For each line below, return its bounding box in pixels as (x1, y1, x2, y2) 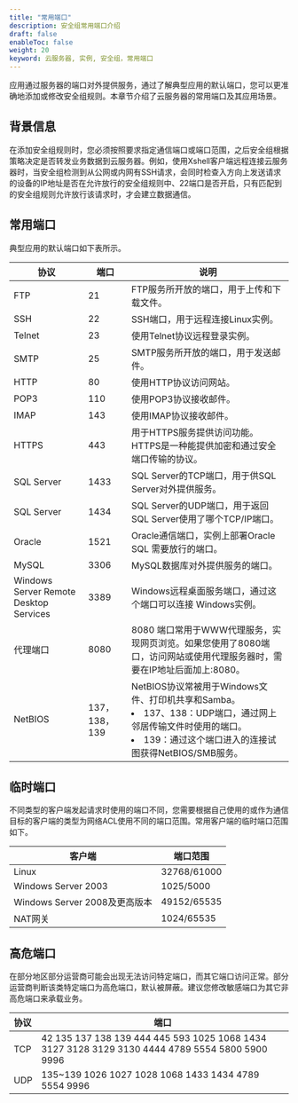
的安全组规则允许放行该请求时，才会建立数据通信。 (9, 188, 196, 200)
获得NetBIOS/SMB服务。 (140, 746, 244, 759)
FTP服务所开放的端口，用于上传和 (131, 283, 273, 295)
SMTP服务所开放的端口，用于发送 (131, 346, 272, 358)
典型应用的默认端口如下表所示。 (9, 242, 126, 253)
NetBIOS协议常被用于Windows (131, 680, 259, 692)
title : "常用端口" (9, 12, 73, 22)
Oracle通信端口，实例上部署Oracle (131, 529, 276, 541)
